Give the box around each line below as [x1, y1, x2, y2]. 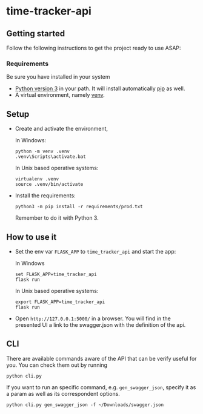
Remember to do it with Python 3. [15, 214, 99, 222]
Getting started [6, 28, 65, 39]
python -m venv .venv [15, 148, 70, 155]
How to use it [6, 232, 57, 242]
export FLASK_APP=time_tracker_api [15, 298, 105, 305]
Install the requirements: [15, 192, 76, 199]
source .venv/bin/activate [15, 182, 84, 188]
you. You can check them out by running [6, 361, 108, 369]
